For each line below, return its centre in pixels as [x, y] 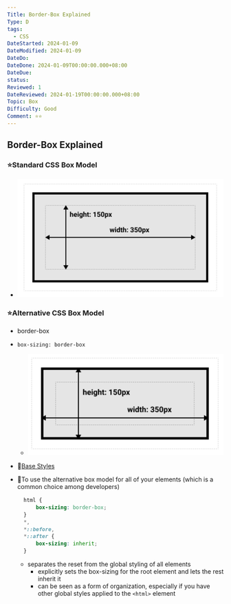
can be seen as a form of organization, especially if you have [124, 586]
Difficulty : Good [32, 109]
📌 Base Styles [36, 466]
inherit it [49, 579]
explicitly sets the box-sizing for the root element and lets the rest [131, 572]
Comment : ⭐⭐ [25, 116]
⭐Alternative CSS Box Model [56, 313]
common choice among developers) [68, 487]
